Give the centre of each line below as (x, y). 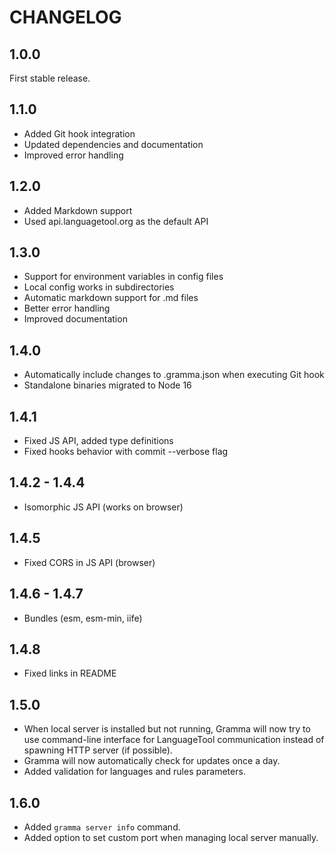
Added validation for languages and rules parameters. (134, 772)
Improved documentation (75, 319)
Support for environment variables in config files (123, 277)
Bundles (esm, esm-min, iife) (83, 618)
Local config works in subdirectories (99, 287)
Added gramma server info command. (102, 827)
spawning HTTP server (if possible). (98, 750)
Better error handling (67, 308)
